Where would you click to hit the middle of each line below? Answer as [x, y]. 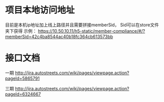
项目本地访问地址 [40, 10]
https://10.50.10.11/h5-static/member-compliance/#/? [91, 31]
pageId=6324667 [23, 94]
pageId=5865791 [23, 78]
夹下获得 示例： [21, 31]
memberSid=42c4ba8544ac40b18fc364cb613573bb [59, 36]
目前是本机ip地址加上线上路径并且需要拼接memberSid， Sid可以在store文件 [82, 25]
